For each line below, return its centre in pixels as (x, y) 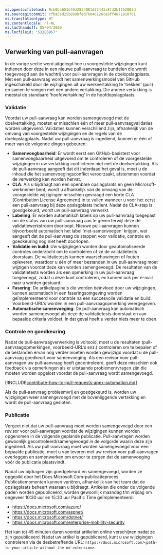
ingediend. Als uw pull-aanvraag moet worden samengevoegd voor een (77, 446)
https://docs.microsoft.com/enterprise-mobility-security (68, 522)
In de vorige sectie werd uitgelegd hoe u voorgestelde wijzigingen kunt (76, 63)
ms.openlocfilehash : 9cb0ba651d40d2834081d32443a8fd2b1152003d (71, 10)
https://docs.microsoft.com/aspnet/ (48, 512)
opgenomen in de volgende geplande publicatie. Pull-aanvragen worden (78, 436)
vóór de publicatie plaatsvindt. (35, 462)
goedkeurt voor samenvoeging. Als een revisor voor (77, 358)
